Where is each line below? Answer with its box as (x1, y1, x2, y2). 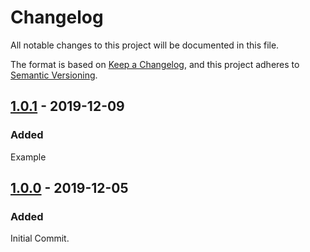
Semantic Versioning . (10, 69, 98, 81)
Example (10, 151, 47, 163)
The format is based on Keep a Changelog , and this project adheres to (10, 58, 300, 70)
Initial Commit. (10, 232, 70, 245)
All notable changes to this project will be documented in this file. (10, 39, 280, 51)
